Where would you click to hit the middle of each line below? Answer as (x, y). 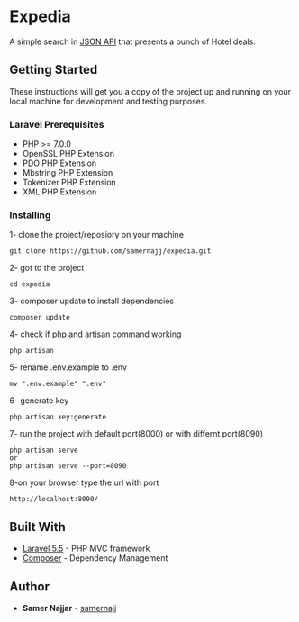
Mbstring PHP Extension (68, 173)
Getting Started (54, 70)
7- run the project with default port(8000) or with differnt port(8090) (136, 434)
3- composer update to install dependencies (91, 301)
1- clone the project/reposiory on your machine (97, 235)
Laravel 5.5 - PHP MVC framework (86, 549)
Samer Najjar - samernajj (69, 608)
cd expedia (30, 284)
